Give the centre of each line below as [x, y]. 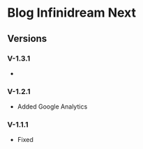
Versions [27, 39]
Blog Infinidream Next [71, 13]
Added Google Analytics [52, 107]
